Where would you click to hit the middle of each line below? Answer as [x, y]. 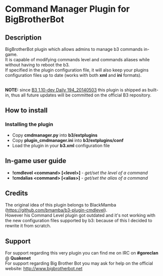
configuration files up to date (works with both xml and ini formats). [73, 75]
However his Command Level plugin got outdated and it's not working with [80, 215]
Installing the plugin [29, 124]
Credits [17, 193]
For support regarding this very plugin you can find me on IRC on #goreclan [82, 253]
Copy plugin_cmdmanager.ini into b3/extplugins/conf [68, 140]
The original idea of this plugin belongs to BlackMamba [61, 205]
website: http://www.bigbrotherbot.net [44, 269]
